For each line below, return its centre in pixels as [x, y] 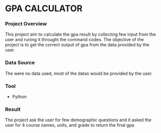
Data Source [20, 63]
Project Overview [26, 24]
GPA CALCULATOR [44, 9]
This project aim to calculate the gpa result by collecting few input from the [80, 34]
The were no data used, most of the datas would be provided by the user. [79, 73]
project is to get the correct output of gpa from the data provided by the [77, 45]
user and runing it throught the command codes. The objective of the [74, 40]
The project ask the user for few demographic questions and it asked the [78, 120]
